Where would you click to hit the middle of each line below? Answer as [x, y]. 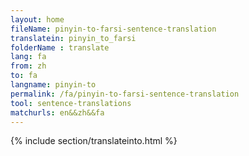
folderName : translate [60, 47]
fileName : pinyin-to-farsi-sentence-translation [113, 29]
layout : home [37, 19]
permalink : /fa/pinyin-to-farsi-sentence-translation [125, 94]
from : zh [28, 66]
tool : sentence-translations [71, 103]
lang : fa [28, 57]
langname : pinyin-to [53, 85]
